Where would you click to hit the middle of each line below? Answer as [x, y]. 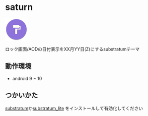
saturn [19, 7]
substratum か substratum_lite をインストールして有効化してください [74, 108]
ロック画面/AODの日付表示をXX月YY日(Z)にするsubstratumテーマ [73, 49]
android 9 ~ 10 [27, 78]
